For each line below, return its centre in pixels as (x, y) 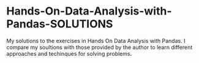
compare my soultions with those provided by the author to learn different (99, 47)
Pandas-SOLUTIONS (60, 24)
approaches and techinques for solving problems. (69, 53)
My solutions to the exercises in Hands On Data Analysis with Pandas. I (96, 41)
